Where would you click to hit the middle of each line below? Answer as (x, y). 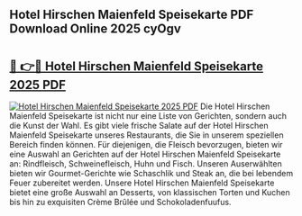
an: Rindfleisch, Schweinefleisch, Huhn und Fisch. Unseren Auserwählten (146, 164)
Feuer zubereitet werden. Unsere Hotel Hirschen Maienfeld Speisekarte (142, 183)
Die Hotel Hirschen (235, 106)
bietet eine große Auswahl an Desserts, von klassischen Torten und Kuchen (150, 192)
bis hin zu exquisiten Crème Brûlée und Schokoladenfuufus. (120, 202)
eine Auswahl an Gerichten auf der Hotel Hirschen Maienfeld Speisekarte (145, 154)
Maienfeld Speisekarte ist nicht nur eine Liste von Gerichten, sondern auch (148, 116)
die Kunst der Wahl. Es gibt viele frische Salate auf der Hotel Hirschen (139, 126)
